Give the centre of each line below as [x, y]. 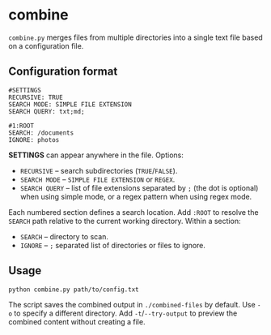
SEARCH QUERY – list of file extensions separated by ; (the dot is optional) [139, 187]
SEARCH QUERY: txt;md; [47, 111]
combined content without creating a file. [77, 321]
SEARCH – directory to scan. [64, 236]
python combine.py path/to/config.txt [74, 290]
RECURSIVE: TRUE [36, 97]
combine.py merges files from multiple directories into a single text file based [135, 37]
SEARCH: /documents [41, 133]
